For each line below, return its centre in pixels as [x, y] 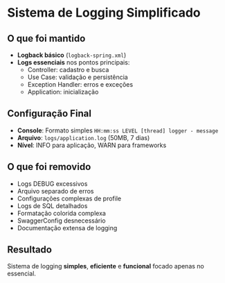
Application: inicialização [63, 92]
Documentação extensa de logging [67, 228]
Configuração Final [49, 113]
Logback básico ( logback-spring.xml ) [72, 55]
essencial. [22, 274]
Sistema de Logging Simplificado [104, 13]
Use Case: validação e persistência [78, 77]
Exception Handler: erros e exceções [80, 84]
